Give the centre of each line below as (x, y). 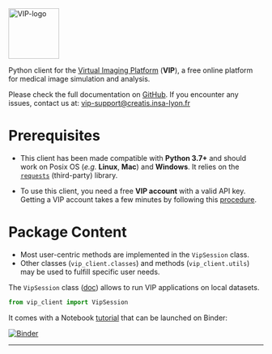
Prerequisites (55, 136)
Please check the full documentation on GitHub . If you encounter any (123, 95)
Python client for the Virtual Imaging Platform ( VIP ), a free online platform (131, 70)
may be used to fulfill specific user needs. (90, 272)
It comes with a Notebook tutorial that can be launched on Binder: (118, 318)
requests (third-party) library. (69, 175)
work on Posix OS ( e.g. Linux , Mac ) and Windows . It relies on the (130, 166)
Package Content (68, 232)
